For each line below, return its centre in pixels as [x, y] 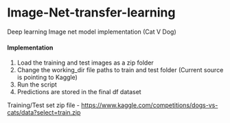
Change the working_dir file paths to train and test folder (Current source [120, 70]
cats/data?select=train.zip [44, 113]
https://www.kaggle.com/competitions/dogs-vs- [150, 105]
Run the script [37, 85]
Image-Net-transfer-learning [91, 13]
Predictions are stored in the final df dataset [79, 92]
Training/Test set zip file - [44, 105]
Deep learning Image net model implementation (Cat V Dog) [92, 32]
